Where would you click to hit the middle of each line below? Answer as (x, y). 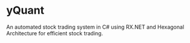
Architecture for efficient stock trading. (55, 33)
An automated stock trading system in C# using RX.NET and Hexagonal (95, 27)
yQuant (25, 10)
